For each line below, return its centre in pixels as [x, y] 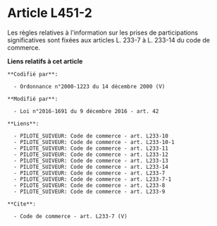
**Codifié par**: [33, 74]
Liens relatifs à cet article [45, 61]
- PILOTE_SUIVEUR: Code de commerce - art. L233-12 [91, 154]
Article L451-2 [50, 13]
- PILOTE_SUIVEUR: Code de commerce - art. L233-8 [89, 185]
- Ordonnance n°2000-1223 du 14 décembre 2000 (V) [89, 86]
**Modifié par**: [33, 99]
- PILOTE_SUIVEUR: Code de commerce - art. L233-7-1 [93, 179]
